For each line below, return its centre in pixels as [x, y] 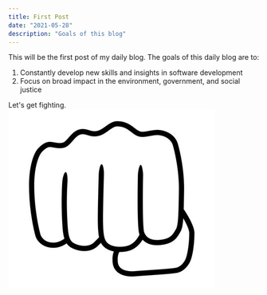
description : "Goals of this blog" [67, 33]
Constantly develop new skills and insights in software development [131, 73]
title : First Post [39, 17]
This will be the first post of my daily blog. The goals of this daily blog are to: [134, 57]
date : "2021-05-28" [41, 25]
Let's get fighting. [37, 105]
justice [31, 90]
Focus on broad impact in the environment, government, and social [130, 81]
